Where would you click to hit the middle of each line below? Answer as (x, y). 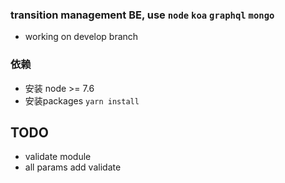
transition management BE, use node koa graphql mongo (142, 15)
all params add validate (73, 167)
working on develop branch (81, 37)
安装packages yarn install (82, 100)
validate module (58, 157)
